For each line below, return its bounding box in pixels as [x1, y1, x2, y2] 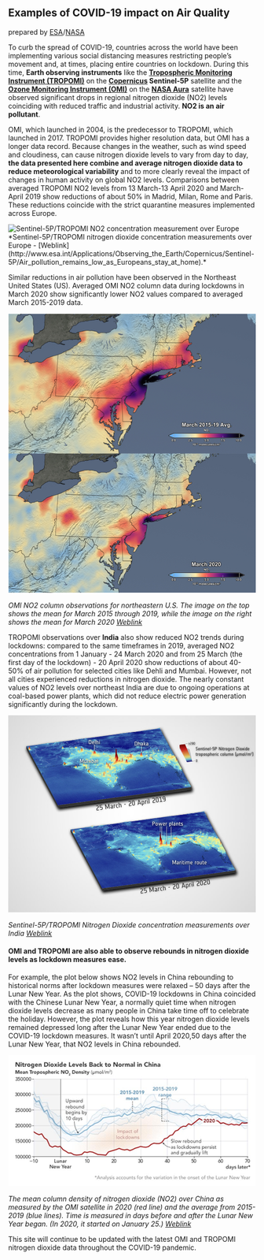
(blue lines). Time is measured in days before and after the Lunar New [25, 1211, 254, 1221]
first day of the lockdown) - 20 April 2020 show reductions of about [8, 658, 228, 667]
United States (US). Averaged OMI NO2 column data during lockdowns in [8, 281, 245, 290]
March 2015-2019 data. [8, 297, 83, 307]
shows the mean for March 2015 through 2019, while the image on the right [8, 609, 252, 619]
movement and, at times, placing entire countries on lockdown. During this [8, 59, 249, 69]
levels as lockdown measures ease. [8, 955, 127, 965]
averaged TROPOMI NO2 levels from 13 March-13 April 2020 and [8, 183, 218, 192]
